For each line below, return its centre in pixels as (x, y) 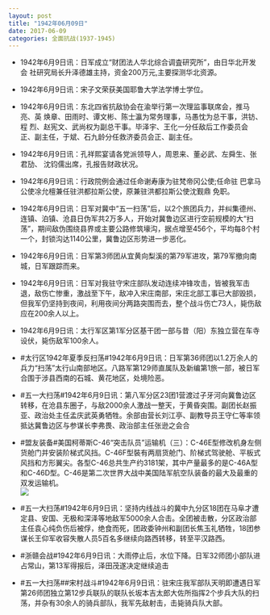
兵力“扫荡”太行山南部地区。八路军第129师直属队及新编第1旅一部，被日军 (140, 368)
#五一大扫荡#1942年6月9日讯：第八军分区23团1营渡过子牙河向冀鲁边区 (138, 395)
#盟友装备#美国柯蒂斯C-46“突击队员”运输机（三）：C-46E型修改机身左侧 (141, 443)
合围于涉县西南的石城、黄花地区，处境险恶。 (94, 378)
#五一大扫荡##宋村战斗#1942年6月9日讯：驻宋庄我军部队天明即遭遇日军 (140, 583)
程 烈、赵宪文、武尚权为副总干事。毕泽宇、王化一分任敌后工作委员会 (134, 127)
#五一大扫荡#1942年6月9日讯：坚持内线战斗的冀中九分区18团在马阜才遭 (139, 508)
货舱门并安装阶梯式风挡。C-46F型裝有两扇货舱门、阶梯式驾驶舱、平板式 (140, 453)
